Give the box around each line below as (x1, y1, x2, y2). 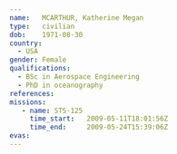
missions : (9, 97, 47, 107)
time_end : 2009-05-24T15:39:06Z (29, 123, 169, 132)
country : (9, 38, 43, 48)
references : (9, 89, 54, 98)
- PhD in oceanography (17, 81, 103, 90)
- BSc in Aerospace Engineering (17, 72, 141, 82)
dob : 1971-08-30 (9, 30, 84, 39)
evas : (9, 131, 30, 140)
